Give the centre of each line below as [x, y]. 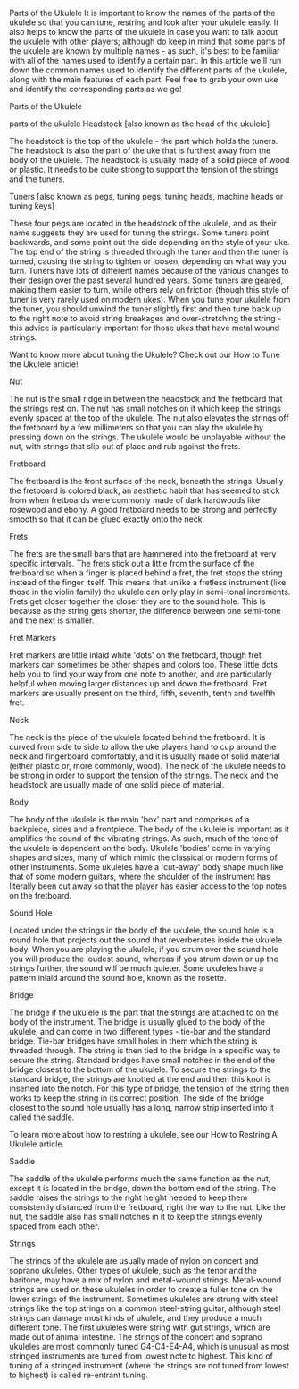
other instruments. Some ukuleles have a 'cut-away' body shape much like [146, 867]
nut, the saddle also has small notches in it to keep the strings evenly [136, 1217]
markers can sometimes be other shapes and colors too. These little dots [144, 665]
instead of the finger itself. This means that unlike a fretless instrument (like [148, 582]
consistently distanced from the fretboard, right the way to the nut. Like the [147, 1207]
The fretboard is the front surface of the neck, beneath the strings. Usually [146, 481]
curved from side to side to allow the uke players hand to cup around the [143, 747]
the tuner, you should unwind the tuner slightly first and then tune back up [145, 309]
